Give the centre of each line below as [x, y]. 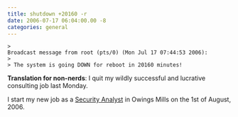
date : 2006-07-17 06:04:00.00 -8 [57, 21]
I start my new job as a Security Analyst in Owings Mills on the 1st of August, [119, 99]
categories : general [38, 27]
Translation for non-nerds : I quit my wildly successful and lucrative [107, 78]
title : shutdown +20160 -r [47, 14]
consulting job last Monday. [48, 86]
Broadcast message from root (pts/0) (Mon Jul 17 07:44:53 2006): [108, 53]
